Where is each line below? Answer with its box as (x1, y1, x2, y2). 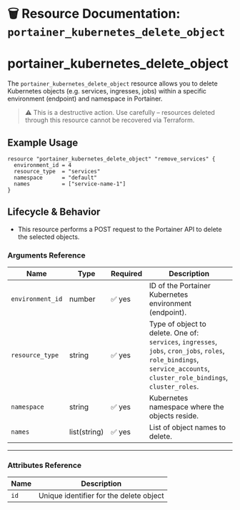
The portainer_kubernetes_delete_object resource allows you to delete (7, 79, 218, 88)
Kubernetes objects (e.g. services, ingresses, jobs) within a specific (7, 87, 207, 96)
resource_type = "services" (14, 168, 101, 175)
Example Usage (7, 136, 79, 148)
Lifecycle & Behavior (7, 206, 101, 218)
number (69, 294, 96, 304)
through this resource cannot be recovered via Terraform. (24, 116, 195, 125)
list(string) (69, 427, 104, 437)
